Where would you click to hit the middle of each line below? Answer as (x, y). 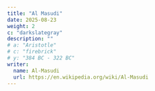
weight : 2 (21, 26)
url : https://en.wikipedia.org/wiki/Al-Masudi (81, 77)
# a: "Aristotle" (32, 45)
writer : (18, 64)
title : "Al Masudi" (35, 13)
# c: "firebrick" (32, 52)
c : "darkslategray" (35, 32)
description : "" (30, 39)
